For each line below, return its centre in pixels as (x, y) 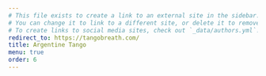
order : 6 (23, 60)
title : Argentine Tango (47, 45)
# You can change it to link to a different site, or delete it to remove (134, 23)
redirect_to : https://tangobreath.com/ (74, 38)
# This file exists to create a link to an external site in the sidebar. (134, 15)
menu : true (26, 52)
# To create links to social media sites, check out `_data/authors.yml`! (134, 30)
